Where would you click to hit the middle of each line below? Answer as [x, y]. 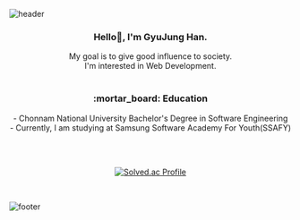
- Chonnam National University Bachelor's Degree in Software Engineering [150, 118]
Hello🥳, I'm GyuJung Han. [150, 37]
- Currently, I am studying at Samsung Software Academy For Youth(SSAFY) [150, 127]
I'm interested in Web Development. [150, 66]
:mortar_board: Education [150, 98]
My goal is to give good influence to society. [150, 56]
